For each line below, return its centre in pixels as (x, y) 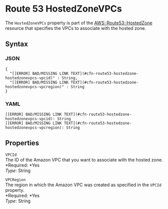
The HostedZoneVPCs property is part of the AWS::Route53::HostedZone (79, 23)
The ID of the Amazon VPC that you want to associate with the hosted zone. (84, 159)
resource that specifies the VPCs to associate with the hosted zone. (76, 28)
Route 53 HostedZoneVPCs (64, 9)
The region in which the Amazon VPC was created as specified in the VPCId (83, 185)
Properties (22, 143)
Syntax (17, 44)
